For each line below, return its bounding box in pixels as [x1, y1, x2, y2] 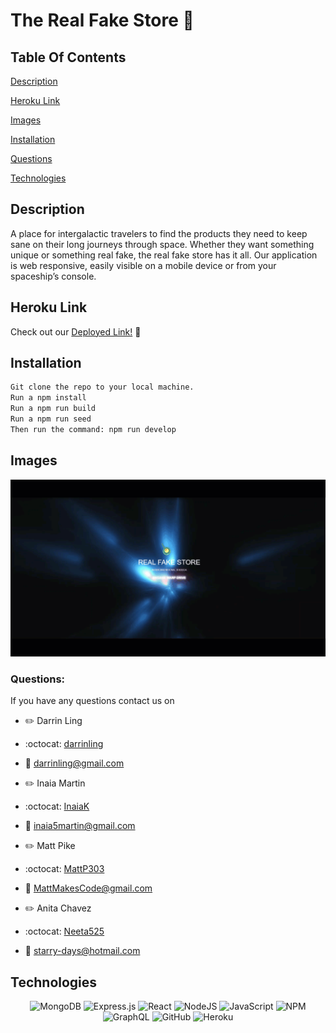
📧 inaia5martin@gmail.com [24, 820, 136, 832]
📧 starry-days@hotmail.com [24, 945, 141, 957]
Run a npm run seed [10, 414, 92, 424]
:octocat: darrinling [24, 738, 104, 750]
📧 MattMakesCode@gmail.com [24, 882, 153, 894]
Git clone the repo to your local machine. [10, 382, 195, 393]
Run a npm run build [10, 404, 97, 414]
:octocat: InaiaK [24, 800, 90, 813]
